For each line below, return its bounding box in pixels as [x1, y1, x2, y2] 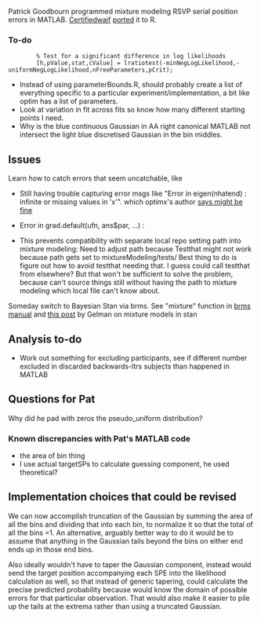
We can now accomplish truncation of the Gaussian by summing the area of [8, 511, 253, 521]
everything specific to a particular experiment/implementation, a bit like [19, 88, 250, 97]
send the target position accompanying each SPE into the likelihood [8, 568, 227, 577]
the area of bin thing [19, 451, 85, 460]
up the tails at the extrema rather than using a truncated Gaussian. [8, 601, 222, 611]
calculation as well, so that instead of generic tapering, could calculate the [8, 577, 248, 586]
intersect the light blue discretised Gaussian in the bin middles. [19, 130, 223, 140]
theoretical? [19, 467, 58, 478]
